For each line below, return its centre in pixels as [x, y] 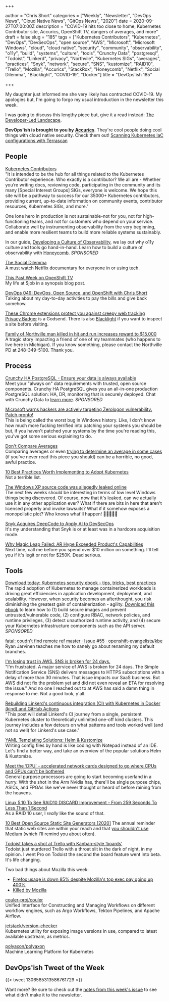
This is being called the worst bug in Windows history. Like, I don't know [80, 420]
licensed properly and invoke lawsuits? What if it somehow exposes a [77, 508]
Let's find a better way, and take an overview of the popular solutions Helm [83, 751]
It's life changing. [23, 860]
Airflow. [13, 916]
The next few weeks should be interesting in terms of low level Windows [80, 492]
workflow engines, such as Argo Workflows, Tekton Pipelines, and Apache [82, 911]
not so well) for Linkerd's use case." [42, 730]
